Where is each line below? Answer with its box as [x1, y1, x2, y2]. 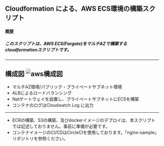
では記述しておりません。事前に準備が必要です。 [12, 123, 110, 129]
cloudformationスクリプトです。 [5, 47, 72, 52]
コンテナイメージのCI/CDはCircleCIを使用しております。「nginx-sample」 [12, 129, 159, 135]
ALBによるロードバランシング [12, 90, 72, 96]
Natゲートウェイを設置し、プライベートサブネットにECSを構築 [12, 96, 139, 102]
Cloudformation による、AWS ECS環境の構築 [5, 4, 143, 13]
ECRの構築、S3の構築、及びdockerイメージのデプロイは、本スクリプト [12, 117, 156, 123]
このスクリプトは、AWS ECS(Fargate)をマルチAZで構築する [5, 41, 127, 47]
